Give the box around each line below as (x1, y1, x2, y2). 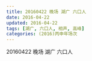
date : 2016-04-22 (6, 14, 50, 20)
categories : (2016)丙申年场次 (6, 31, 78, 37)
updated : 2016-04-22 (6, 20, 58, 26)
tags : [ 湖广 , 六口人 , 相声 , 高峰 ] (6, 25, 85, 32)
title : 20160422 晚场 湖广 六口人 (6, 8, 87, 15)
